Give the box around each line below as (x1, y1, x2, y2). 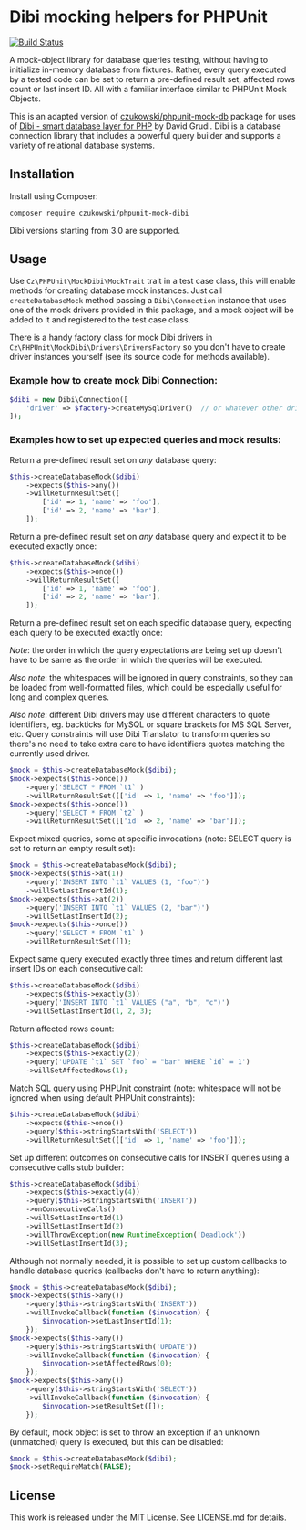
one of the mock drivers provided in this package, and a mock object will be (9, 304, 294, 316)
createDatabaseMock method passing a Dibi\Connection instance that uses (9, 295, 287, 306)
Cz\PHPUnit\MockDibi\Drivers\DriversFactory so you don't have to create (9, 342, 286, 353)
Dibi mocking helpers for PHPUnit (9, 6, 268, 27)
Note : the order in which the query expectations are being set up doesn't (9, 645, 283, 656)
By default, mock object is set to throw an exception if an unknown (9, 1427, 260, 1438)
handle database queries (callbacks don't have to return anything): (9, 1265, 260, 1276)
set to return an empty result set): (9, 843, 136, 854)
